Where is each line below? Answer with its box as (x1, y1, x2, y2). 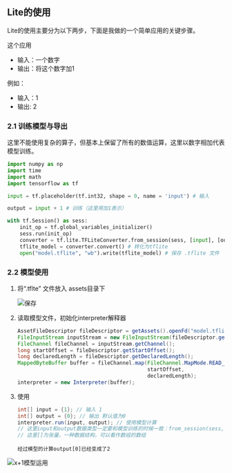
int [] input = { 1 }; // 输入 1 (17, 406, 102, 413)
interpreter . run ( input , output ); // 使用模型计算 (17, 419, 157, 426)
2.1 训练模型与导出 (7, 121, 68, 131)
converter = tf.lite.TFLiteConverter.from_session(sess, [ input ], (19, 236, 215, 243)
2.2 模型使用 (7, 267, 49, 277)
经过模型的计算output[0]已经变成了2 (17, 445, 110, 453)
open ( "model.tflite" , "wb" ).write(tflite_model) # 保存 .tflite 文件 (19, 250, 220, 257)
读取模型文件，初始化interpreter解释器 (17, 313, 126, 322)
